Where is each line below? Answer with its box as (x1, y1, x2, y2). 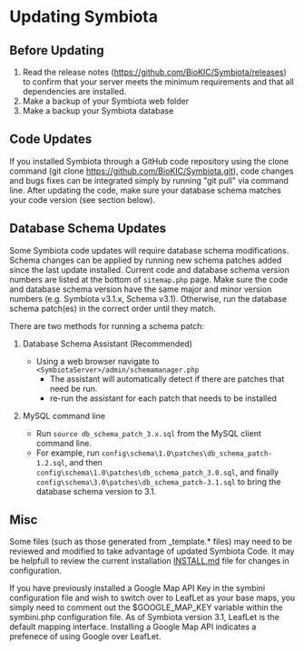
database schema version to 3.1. (35, 486, 157, 496)
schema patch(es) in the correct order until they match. (9, 303, 216, 314)
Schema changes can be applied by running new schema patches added (9, 255, 282, 265)
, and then (64, 456, 103, 467)
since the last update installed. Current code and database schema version (9, 264, 290, 275)
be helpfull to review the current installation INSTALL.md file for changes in (9, 556, 289, 566)
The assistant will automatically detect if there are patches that (49, 373, 285, 384)
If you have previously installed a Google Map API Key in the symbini (9, 583, 266, 594)
